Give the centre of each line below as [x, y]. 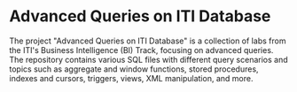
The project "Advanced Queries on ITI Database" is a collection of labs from [148, 41]
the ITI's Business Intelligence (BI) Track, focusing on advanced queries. [141, 50]
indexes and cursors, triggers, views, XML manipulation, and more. [131, 78]
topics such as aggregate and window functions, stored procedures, [134, 69]
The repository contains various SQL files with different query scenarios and [148, 59]
